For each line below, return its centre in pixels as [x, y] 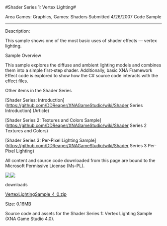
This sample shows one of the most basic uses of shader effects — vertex [81, 41]
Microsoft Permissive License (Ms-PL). [45, 166]
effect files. [17, 81]
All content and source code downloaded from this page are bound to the [80, 160]
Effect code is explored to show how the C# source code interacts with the [82, 76]
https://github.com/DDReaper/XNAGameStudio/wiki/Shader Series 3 [77, 145]
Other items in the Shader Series [39, 90]
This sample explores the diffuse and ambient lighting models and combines [83, 65]
